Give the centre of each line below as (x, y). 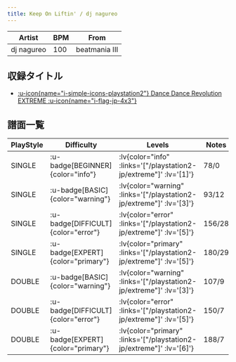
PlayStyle (27, 145)
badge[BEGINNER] (81, 166)
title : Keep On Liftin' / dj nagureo (63, 14)
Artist (28, 37)
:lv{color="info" (144, 157)
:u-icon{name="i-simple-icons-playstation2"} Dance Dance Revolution (120, 93)
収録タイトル (35, 76)
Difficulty (81, 145)
